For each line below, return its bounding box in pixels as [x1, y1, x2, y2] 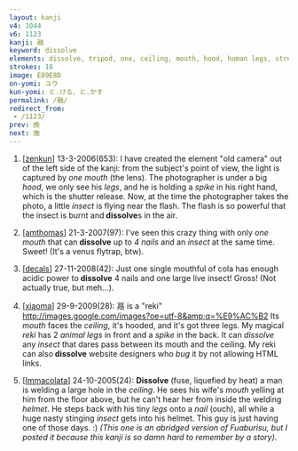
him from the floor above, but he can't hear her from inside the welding [21, 393, 282, 405]
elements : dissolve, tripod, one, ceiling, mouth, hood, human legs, [9, 54, 272, 63]
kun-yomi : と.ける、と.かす [9, 87, 104, 96]
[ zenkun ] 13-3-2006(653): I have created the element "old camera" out [21, 153, 282, 164]
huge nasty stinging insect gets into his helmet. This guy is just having [21, 413, 279, 423]
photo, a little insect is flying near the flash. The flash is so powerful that [21, 200, 286, 211]
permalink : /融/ [9, 95, 68, 105]
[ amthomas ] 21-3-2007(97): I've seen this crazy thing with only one [21, 227, 269, 238]
